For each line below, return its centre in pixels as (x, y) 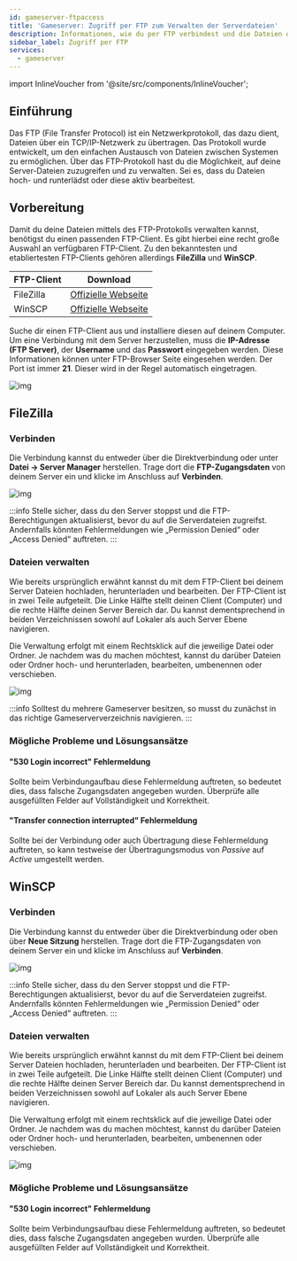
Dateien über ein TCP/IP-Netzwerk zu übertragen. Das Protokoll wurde (138, 142)
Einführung (41, 112)
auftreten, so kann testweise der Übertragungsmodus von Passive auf (137, 849)
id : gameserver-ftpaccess (57, 17)
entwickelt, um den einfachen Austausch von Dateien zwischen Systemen (144, 152)
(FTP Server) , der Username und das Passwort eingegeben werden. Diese (146, 349)
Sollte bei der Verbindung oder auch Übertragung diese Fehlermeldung (139, 840)
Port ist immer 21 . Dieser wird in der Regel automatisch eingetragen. (133, 368)
